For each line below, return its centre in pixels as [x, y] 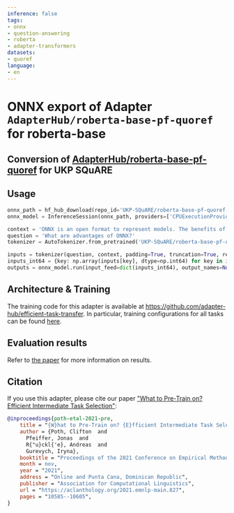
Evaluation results [47, 343]
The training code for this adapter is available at [76, 306]
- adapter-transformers [42, 46]
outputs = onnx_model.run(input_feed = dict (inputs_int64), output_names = [115, 268]
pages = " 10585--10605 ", [56, 496]
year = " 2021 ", [42, 471]
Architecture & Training [59, 289]
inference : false [32, 14]
